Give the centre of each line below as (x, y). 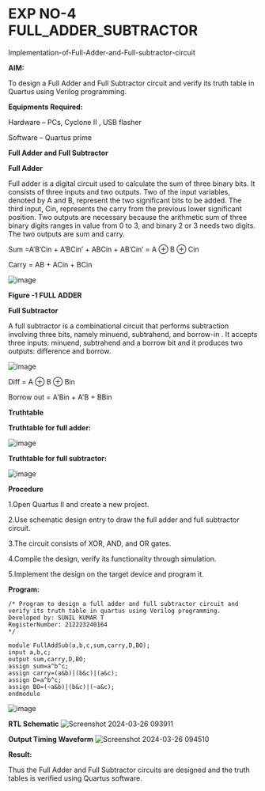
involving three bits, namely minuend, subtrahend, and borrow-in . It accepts (133, 334)
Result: (20, 754)
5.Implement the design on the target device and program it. (106, 573)
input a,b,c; (30, 652)
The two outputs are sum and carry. (66, 233)
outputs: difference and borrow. (60, 351)
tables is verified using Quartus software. (75, 778)
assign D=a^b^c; (35, 680)
